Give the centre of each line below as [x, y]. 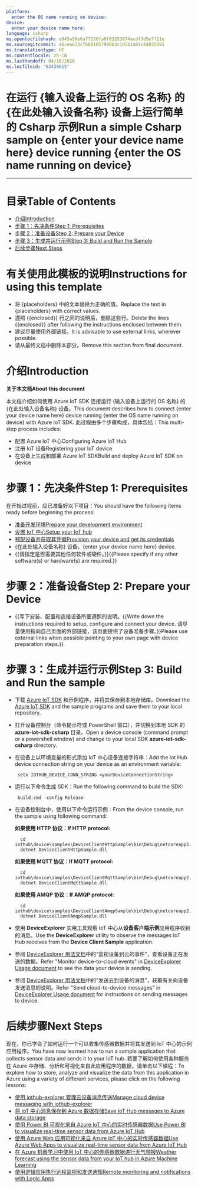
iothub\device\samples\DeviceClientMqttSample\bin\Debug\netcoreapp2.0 [104, 877]
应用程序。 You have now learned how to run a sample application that [91, 1051]
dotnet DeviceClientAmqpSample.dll [64, 916]
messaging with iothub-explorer [53, 1104]
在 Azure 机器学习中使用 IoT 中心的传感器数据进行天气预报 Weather [95, 1151]
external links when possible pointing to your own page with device [96, 638]
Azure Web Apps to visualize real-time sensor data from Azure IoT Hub [101, 1145]
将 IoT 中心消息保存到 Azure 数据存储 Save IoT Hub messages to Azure [100, 1111]
